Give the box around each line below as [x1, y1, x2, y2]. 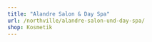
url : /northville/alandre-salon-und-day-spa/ [7, 17, 145, 24]
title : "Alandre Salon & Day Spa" [7, 10, 111, 18]
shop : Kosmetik [7, 23, 53, 31]
